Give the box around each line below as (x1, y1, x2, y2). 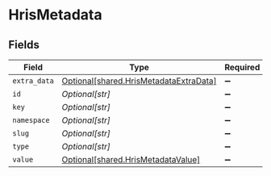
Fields (8, 38, 40, 52)
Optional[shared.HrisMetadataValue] (61, 154, 201, 165)
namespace (12, 115, 50, 124)
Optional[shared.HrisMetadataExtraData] (61, 75, 217, 86)
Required (224, 62, 261, 73)
